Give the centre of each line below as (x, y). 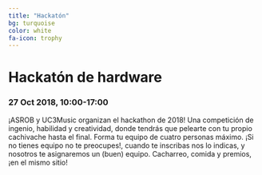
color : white (30, 30)
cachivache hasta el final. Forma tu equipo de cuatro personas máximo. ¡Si (131, 137)
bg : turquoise (32, 23)
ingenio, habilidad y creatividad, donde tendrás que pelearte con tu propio (131, 128)
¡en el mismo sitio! (38, 162)
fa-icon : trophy (35, 38)
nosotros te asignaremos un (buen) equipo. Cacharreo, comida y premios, (130, 153)
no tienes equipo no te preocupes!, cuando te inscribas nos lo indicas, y (127, 145)
